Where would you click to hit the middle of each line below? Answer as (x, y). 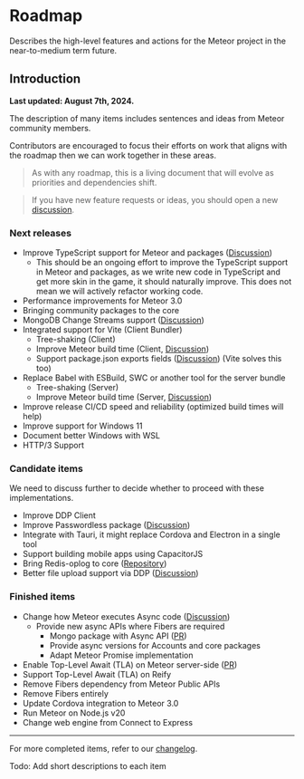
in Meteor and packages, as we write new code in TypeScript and (158, 272)
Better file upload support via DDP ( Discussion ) (110, 573)
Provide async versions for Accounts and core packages (155, 645)
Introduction (45, 79)
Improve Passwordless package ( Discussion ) (106, 525)
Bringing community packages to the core (100, 311)
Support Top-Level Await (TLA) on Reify (97, 674)
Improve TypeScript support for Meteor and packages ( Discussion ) (147, 253)
